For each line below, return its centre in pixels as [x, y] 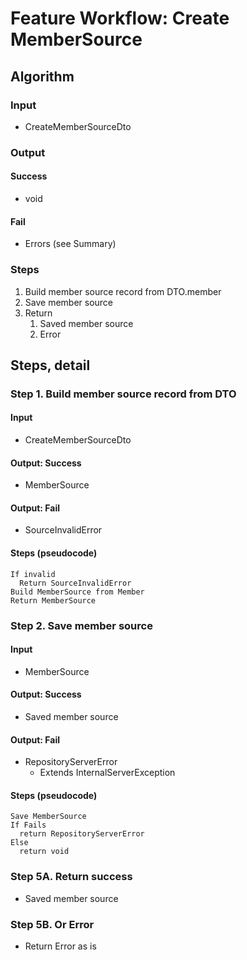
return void [44, 852]
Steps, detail [50, 365]
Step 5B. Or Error [52, 924]
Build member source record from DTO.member [123, 291]
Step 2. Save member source [81, 625]
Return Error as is [60, 946]
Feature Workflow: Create [120, 18]
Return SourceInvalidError [75, 583]
